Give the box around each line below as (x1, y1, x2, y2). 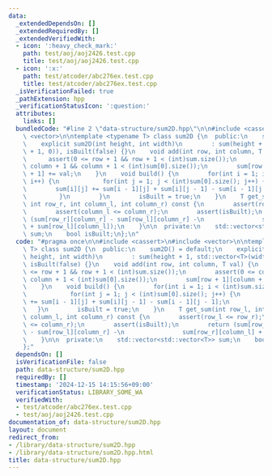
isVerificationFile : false (15, 358, 107, 367)
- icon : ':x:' (15, 65, 63, 73)
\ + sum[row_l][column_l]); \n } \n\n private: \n (23, 223, 201, 231)
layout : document (8, 426, 67, 434)
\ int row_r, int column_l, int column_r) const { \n (23, 200, 205, 208)
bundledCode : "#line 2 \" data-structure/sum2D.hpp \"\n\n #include (15, 125, 241, 133)
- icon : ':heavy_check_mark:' (15, 42, 117, 50)
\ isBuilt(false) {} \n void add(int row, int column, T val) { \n (23, 260, 259, 268)
